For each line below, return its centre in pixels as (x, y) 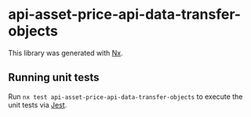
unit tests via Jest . (38, 104)
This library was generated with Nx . (65, 53)
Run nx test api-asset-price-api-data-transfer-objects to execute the (125, 97)
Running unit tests (54, 77)
